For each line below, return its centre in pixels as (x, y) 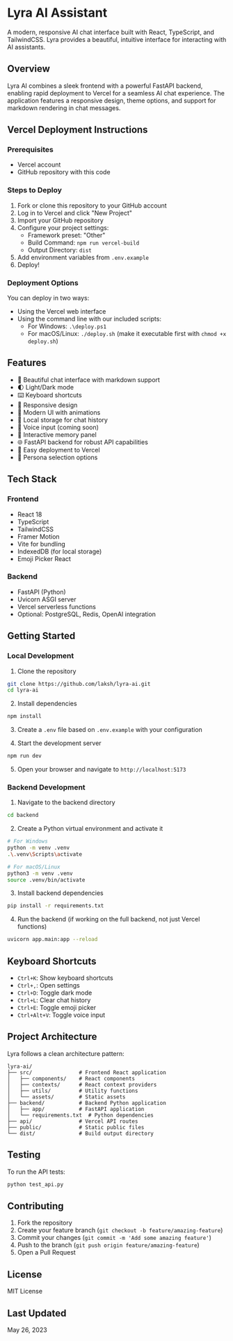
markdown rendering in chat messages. (64, 108)
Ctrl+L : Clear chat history (54, 1000)
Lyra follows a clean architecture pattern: (66, 1053)
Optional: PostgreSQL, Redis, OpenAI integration (87, 614)
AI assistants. (26, 47)
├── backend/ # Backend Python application (87, 1103)
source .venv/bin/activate (46, 880)
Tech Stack (32, 479)
